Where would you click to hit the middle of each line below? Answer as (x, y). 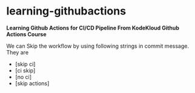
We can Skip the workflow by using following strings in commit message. (98, 46)
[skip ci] (25, 64)
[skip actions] (32, 83)
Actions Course (26, 34)
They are (18, 52)
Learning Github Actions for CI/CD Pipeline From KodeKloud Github (93, 28)
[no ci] (23, 77)
